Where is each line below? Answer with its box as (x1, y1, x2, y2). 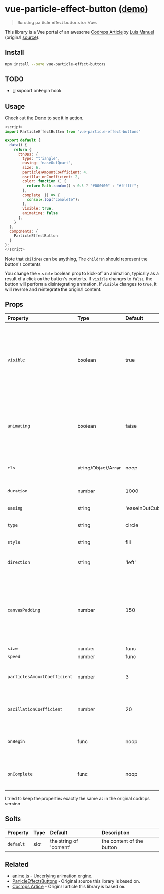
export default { (5, 138, 41, 143)
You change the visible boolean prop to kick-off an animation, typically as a (5, 270, 159, 276)
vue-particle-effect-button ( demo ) (5, 3, 148, 15)
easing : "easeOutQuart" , (22, 160, 73, 166)
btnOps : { (18, 152, 38, 156)
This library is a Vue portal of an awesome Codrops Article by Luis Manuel (5, 29, 155, 35)
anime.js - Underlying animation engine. (12, 873, 93, 879)
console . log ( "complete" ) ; (26, 197, 80, 202)
